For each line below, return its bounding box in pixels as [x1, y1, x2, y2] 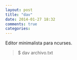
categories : [5, 26, 30, 31]
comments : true [5, 21, 37, 27]
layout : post [5, 7, 33, 13]
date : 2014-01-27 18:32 [5, 17, 56, 22]
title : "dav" [5, 12, 33, 17]
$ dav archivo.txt [17, 50, 53, 56]
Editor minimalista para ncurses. [5, 40, 72, 46]
